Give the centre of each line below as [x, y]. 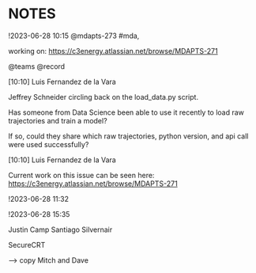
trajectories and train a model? [58, 120]
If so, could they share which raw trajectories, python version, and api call [128, 136]
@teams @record [37, 66]
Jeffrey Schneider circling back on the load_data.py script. [104, 97]
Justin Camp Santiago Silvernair [60, 229]
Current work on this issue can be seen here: [81, 175]
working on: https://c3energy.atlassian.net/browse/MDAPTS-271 [113, 51]
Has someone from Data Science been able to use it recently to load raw [126, 112]
